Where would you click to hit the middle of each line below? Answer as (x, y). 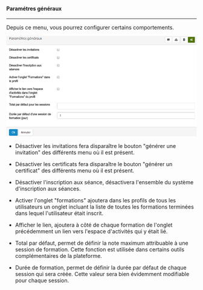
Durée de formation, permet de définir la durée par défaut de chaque (101, 268)
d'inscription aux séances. (48, 189)
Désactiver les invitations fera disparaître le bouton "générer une (95, 146)
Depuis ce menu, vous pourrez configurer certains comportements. (90, 28)
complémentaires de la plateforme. (59, 256)
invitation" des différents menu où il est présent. (75, 153)
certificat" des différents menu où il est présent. (75, 171)
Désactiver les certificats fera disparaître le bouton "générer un (94, 164)
